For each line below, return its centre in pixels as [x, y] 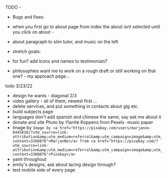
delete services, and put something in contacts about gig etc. [75, 106]
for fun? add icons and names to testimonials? [60, 61]
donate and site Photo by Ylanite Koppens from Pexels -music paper [83, 122]
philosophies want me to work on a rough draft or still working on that [84, 71]
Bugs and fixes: [28, 17]
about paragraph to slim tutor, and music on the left [65, 42]
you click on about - [33, 32]
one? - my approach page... [41, 76]
